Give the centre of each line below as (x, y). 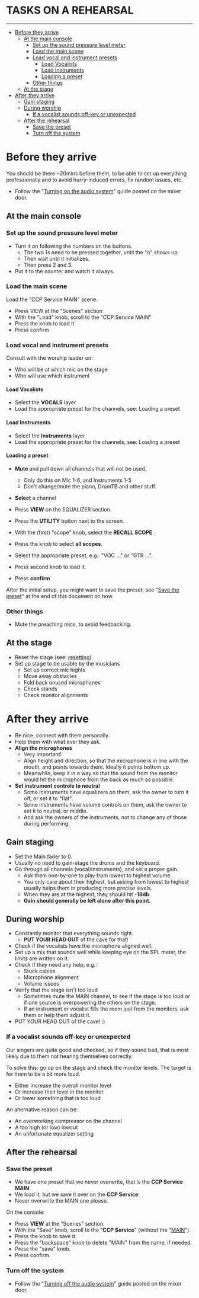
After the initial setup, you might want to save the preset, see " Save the (93, 590)
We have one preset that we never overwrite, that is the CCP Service (99, 1182)
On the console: (25, 1212)
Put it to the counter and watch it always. (65, 271)
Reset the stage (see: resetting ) (53, 657)
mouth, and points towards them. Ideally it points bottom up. (97, 767)
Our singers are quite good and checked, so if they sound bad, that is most (97, 1050)
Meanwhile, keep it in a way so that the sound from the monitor (100, 773)
